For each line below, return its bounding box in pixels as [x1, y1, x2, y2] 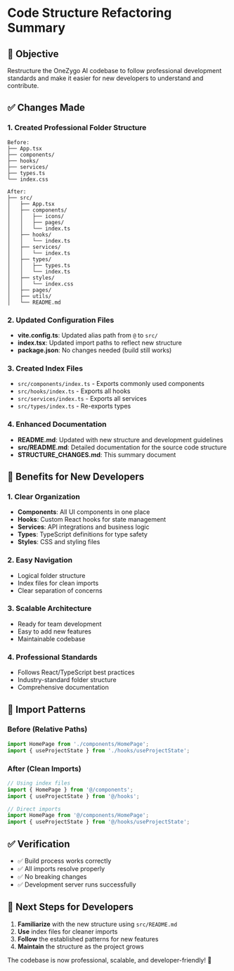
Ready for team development [17, 619, 102, 628]
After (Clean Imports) [7, 764, 82, 773]
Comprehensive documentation [17, 683, 109, 692]
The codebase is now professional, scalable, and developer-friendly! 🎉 [7, 956, 212, 964]
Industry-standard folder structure [17, 676, 117, 684]
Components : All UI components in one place [17, 508, 150, 516]
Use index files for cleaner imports [17, 927, 118, 936]
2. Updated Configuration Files [7, 315, 115, 325]
